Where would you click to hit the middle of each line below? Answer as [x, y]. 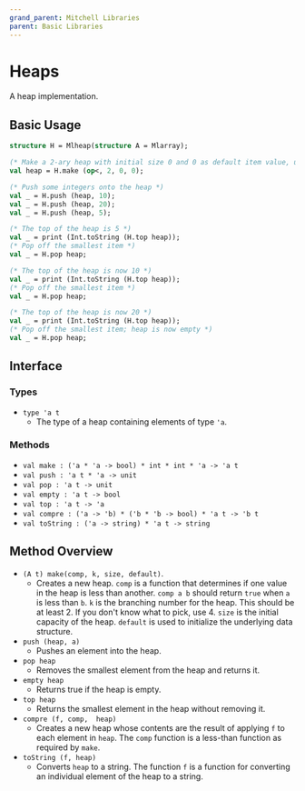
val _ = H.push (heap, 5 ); [60, 213]
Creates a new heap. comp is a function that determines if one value [162, 583]
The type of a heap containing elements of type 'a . [132, 421]
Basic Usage [45, 125]
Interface [36, 366]
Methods [30, 445]
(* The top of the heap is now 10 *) [81, 270]
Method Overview [61, 551]
